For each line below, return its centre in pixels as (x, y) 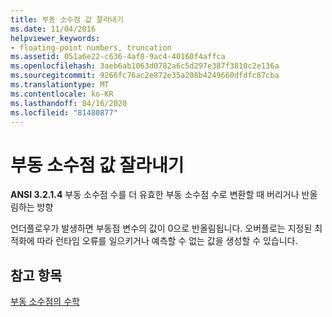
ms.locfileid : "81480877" (64, 112)
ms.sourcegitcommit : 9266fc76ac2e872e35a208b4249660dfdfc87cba (145, 76)
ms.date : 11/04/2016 (53, 29)
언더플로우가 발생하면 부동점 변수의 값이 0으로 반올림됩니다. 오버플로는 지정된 (161, 228)
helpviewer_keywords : (55, 38)
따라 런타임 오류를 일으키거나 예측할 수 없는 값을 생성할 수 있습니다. (167, 241)
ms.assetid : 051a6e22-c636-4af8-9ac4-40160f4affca (118, 57)
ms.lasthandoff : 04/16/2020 (69, 103)
